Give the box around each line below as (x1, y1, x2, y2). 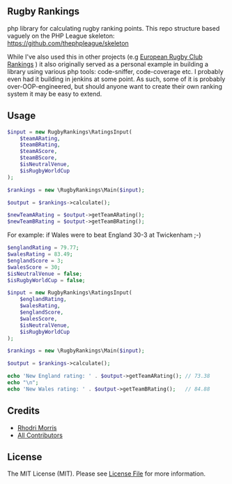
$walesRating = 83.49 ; (7, 251, 73, 258)
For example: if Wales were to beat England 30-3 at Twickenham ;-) (7, 230, 201, 240)
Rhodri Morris (17, 423, 57, 432)
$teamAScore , (20, 148, 58, 155)
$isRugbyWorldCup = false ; (7, 277, 86, 284)
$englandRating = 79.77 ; (7, 244, 79, 251)
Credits (7, 405, 40, 417)
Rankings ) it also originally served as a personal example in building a (7, 59, 209, 68)
